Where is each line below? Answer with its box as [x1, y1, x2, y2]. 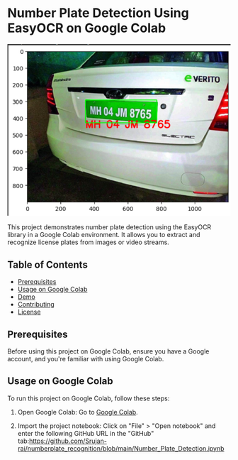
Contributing [17, 300, 55, 309]
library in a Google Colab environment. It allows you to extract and [7, 231, 200, 239]
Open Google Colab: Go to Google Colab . [17, 407, 138, 416]
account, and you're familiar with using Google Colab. [7, 354, 164, 363]
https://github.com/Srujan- [28, 437, 108, 445]
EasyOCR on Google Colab [7, 20, 166, 36]
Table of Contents [7, 258, 89, 270]
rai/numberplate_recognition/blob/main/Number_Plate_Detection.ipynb [17, 444, 225, 452]
